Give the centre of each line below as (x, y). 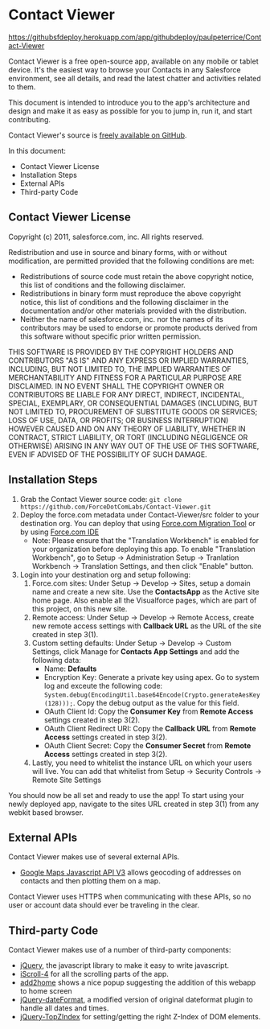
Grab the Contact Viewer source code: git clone (101, 499)
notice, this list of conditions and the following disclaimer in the (124, 302)
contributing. (29, 119)
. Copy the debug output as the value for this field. (156, 702)
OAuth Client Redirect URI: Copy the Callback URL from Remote (150, 728)
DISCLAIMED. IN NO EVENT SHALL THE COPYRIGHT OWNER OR (117, 386)
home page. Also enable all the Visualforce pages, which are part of (144, 600)
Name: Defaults (70, 669)
